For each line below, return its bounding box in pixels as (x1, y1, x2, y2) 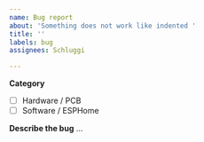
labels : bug (9, 37, 53, 47)
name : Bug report (9, 12, 74, 22)
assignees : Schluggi (9, 46, 86, 55)
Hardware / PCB (21, 95, 82, 106)
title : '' (9, 29, 46, 38)
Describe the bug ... (9, 123, 83, 134)
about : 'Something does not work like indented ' (9, 21, 197, 30)
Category (9, 78, 45, 89)
